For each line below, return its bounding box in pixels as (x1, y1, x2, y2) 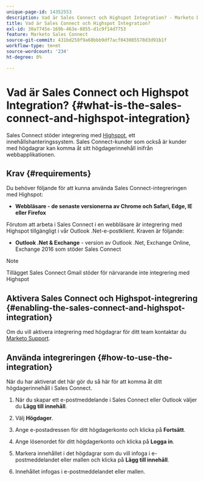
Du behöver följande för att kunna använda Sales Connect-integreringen (6, 185, 187, 192)
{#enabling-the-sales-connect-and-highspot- (6, 302, 185, 313)
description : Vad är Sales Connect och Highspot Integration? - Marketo (6, 15, 194, 21)
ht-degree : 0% (6, 54, 42, 60)
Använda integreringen (6, 352, 96, 363)
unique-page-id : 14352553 (6, 9, 72, 15)
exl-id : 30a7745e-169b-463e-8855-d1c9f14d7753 (6, 26, 126, 32)
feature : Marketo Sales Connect (6, 32, 88, 38)
